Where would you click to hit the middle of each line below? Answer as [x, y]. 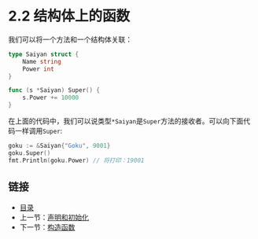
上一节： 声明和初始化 [54, 217]
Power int [39, 69]
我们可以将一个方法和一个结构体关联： [70, 39]
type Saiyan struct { [44, 54]
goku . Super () [29, 153]
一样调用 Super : [39, 131]
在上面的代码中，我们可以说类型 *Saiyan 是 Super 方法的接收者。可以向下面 [126, 121]
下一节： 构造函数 [47, 227]
